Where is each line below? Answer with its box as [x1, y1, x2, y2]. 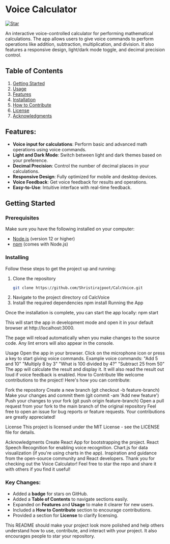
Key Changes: [5, 479, 41, 486]
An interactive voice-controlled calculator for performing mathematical [5, 30, 154, 36]
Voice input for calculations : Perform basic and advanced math [12, 141, 148, 147]
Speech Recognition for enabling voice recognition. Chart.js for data [5, 445, 148, 451]
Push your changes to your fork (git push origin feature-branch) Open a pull [5, 398, 164, 404]
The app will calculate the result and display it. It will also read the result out [5, 366, 164, 372]
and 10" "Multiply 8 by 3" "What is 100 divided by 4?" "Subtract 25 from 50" [5, 361, 165, 367]
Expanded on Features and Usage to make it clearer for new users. [12, 501, 154, 507]
